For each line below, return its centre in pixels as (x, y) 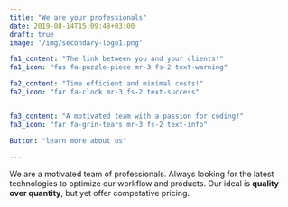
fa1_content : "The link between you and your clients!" (116, 59)
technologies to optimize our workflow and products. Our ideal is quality (144, 184)
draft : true (32, 34)
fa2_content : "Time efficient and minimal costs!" (107, 84)
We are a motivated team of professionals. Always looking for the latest (142, 174)
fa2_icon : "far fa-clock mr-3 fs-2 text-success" (105, 92)
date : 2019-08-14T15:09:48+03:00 (72, 26)
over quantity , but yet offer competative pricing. (99, 193)
